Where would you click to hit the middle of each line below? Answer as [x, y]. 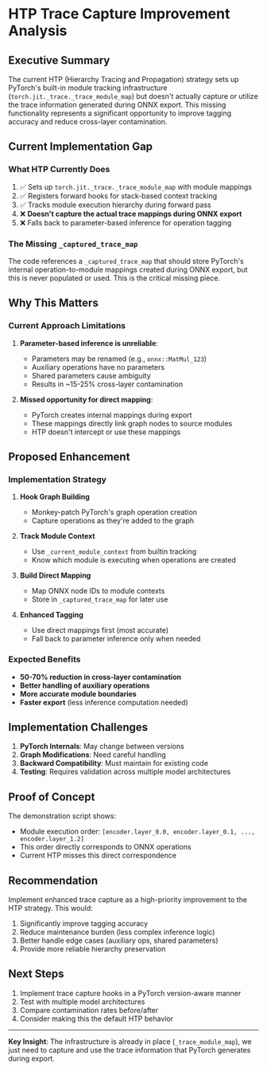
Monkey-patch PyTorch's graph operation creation [114, 512]
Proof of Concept [52, 796]
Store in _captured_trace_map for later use [100, 599]
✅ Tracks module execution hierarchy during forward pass [116, 205]
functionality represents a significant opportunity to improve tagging [120, 113]
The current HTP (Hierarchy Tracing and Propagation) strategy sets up [124, 79]
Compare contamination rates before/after [89, 1010]
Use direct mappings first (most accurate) [100, 630]
